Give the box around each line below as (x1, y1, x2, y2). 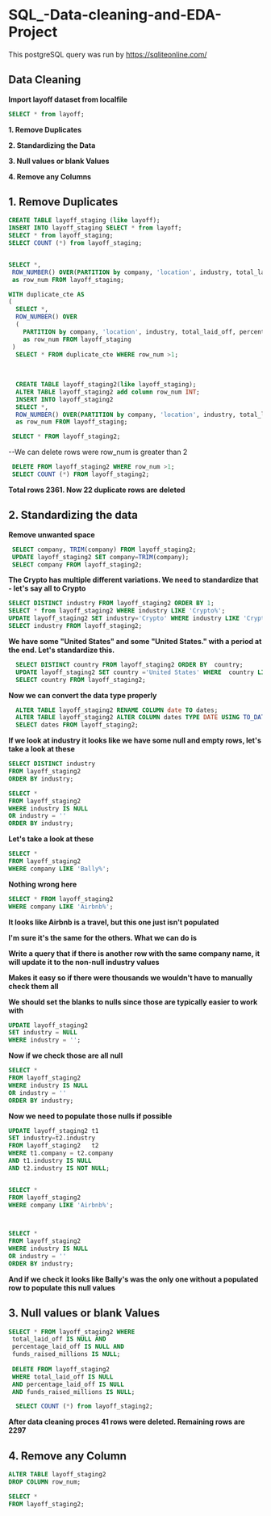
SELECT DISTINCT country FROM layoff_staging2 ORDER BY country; (15, 660, 244, 668)
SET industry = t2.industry (8, 1134, 95, 1143)
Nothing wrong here (8, 879, 77, 889)
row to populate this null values (8, 1282, 115, 1292)
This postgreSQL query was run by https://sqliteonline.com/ (8, 49, 207, 59)
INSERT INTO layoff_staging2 (15, 395, 114, 403)
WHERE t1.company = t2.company (8, 1149, 114, 1157)
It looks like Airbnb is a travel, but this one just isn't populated (8, 917, 219, 927)
